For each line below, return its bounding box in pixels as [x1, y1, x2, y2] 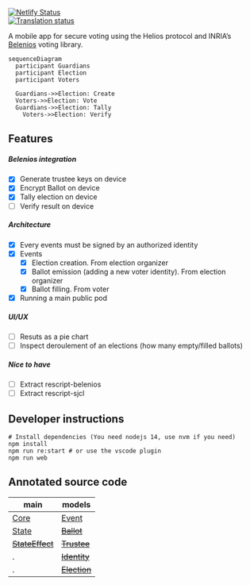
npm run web [8, 453, 48, 462]
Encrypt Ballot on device [19, 183, 101, 193]
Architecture [8, 220, 52, 229]
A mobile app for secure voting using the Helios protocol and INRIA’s [8, 32, 232, 40]
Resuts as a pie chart [19, 332, 89, 341]
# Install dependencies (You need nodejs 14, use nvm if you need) [8, 433, 237, 441]
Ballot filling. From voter [31, 284, 110, 294]
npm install [8, 440, 48, 448]
